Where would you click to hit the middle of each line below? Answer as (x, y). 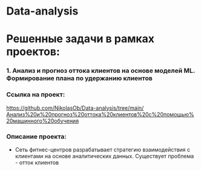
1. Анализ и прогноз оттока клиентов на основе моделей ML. (101, 71)
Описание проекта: (36, 136)
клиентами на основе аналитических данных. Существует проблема (104, 156)
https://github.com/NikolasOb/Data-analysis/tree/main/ (75, 108)
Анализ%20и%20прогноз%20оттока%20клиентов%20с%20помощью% (100, 114)
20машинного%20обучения (43, 121)
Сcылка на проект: (36, 95)
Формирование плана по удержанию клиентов (79, 78)
